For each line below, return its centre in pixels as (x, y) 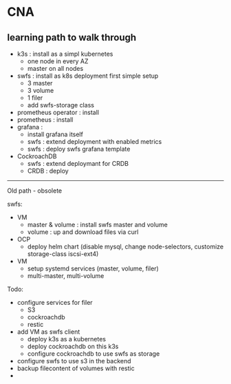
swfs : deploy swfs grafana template (79, 149)
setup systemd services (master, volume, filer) (93, 268)
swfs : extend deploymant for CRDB (78, 163)
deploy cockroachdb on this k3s (73, 346)
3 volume (41, 90)
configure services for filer (55, 302)
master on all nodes (55, 68)
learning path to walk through (72, 38)
